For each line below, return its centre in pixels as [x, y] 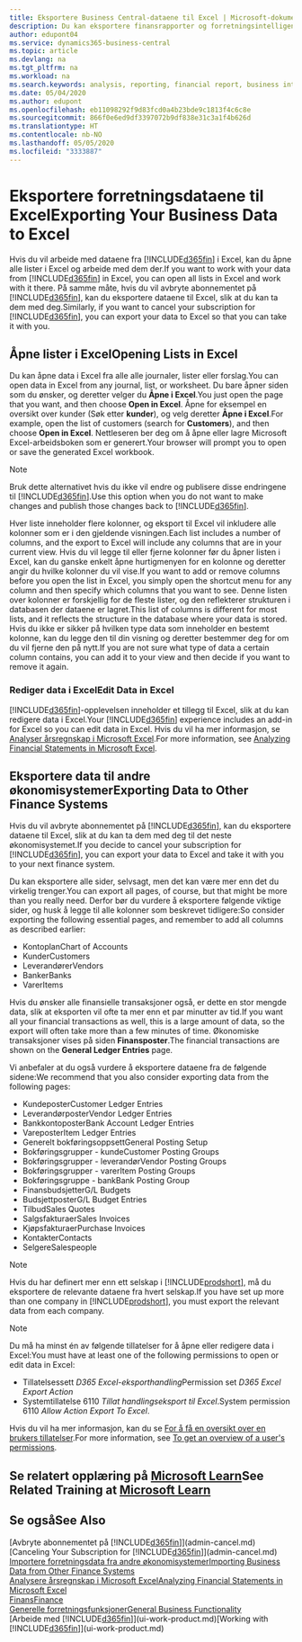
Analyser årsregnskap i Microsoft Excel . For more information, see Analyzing [150, 738]
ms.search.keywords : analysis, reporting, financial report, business [144, 85]
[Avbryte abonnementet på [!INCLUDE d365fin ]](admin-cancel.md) [133, 1542]
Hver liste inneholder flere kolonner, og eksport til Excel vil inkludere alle [143, 523]
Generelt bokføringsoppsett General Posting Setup [115, 1142]
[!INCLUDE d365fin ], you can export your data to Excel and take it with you [147, 854]
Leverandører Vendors [63, 966]
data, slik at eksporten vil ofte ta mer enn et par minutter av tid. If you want [146, 1012]
